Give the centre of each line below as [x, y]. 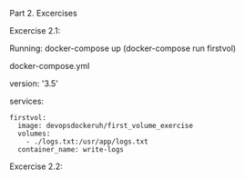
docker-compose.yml [50, 66]
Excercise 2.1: [35, 30]
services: [26, 101]
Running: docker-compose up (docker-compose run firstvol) [123, 48]
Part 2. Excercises [43, 13]
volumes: [34, 134]
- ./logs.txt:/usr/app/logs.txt [87, 142]
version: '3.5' [34, 84]
